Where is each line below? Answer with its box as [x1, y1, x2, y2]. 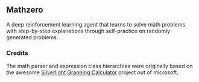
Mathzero [6, 5, 43, 15]
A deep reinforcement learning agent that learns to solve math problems [6, 20, 186, 28]
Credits [6, 48, 28, 57]
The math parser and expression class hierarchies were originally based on [6, 63, 193, 70]
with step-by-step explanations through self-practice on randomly [6, 27, 171, 34]
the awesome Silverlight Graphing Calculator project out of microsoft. [6, 69, 179, 76]
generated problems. [6, 33, 58, 41]
